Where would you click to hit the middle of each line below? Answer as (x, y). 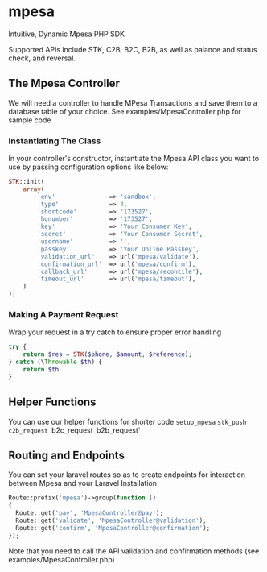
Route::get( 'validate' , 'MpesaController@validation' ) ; (111, 520)
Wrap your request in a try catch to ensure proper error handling (115, 332)
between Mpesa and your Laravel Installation (82, 483)
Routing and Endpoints (66, 455)
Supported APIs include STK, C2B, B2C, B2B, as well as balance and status (133, 49)
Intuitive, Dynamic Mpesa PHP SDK (66, 34)
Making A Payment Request (64, 314)
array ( (34, 189)
